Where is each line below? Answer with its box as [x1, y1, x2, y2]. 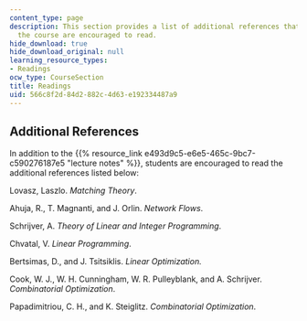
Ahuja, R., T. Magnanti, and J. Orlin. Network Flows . [9, 203, 204, 214]
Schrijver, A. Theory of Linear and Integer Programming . [9, 220, 222, 231]
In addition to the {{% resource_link [9, 148, 143, 159]
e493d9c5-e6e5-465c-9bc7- [144, 148, 256, 159]
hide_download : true [9, 38, 89, 48]
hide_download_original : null [9, 48, 125, 57]
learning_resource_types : [9, 56, 108, 65]
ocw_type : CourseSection [9, 73, 104, 82]
